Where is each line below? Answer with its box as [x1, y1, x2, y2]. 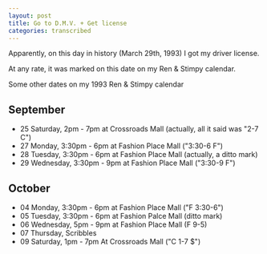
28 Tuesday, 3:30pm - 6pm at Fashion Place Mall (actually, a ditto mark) [19, 150, 258, 159]
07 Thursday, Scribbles [19, 228, 97, 237]
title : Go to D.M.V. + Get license [8, 19, 127, 27]
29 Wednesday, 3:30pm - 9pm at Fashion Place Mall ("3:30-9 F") [19, 158, 236, 168]
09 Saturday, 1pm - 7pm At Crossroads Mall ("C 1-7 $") [19, 237, 201, 246]
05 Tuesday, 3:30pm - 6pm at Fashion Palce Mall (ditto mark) [19, 212, 223, 220]
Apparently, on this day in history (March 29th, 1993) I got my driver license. [8, 49, 260, 58]
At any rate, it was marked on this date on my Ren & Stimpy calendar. [8, 64, 237, 74]
